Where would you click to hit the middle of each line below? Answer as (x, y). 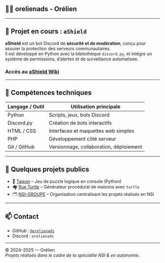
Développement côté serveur (82, 139)
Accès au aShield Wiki (32, 72)
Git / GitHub (21, 147)
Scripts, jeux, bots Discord (79, 115)
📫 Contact (22, 216)
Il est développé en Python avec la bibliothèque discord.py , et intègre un (79, 53)
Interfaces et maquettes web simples (92, 131)
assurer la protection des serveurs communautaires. (58, 48)
